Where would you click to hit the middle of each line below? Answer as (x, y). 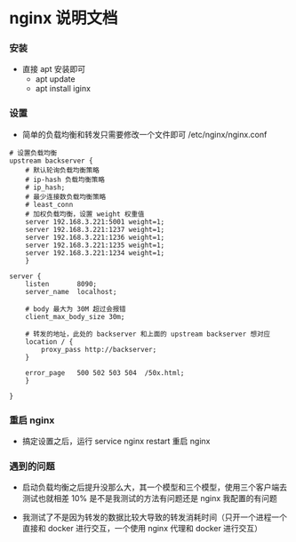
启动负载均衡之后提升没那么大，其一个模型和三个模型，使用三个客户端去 (154, 487)
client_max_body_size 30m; (75, 316)
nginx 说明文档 (64, 18)
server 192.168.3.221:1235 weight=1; (95, 245)
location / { (49, 342)
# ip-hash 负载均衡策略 (65, 179)
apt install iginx (63, 89)
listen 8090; (61, 284)
